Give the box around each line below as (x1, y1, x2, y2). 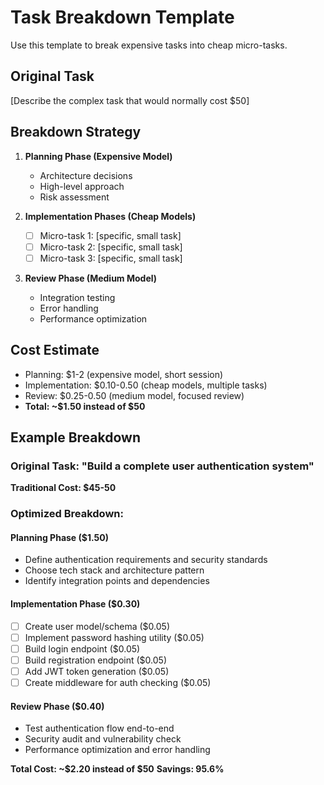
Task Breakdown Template (10, 6, 235, 29)
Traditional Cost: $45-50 (10, 482, 117, 494)
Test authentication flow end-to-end (24, 722, 175, 735)
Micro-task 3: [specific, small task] (39, 252, 183, 264)
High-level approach (39, 180, 125, 192)
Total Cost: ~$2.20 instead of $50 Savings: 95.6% (10, 763, 225, 775)
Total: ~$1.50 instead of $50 (24, 400, 146, 412)
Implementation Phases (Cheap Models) (24, 210, 197, 222)
